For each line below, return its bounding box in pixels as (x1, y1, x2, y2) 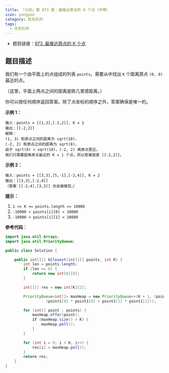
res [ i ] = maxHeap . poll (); (32, 345, 87, 350)
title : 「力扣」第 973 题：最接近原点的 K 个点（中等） (5, 7, 111, 13)
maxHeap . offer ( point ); (32, 313, 80, 318)
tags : (5, 21, 17, 27)
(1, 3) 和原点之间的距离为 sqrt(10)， (5, 136, 79, 141)
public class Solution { (5, 248, 57, 253)
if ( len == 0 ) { (23, 266, 57, 272)
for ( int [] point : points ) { (23, 308, 87, 313)
